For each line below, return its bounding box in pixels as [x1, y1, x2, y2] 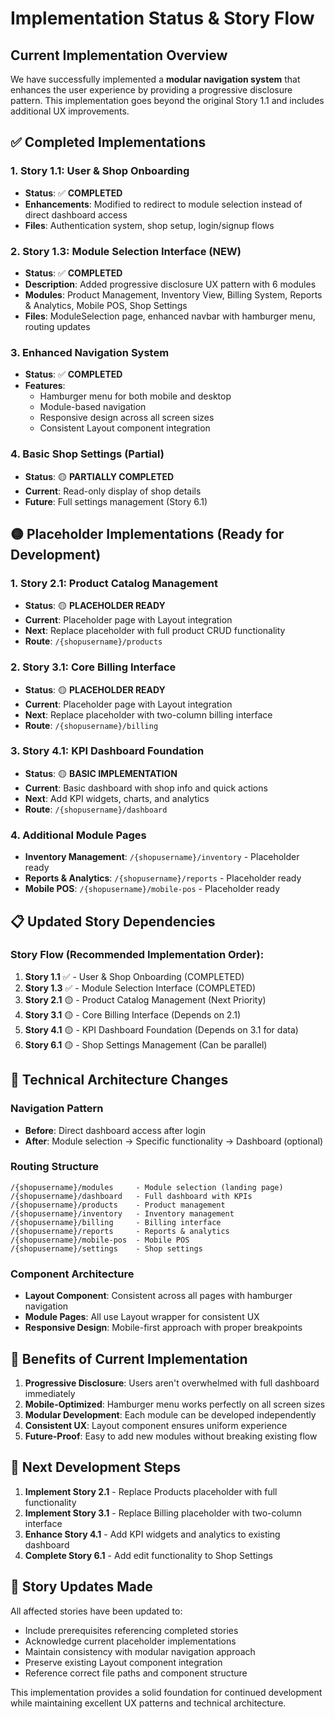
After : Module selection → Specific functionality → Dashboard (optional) [24, 1135, 324, 1147]
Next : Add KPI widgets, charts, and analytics [24, 792, 210, 804]
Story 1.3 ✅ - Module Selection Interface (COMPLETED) [24, 982, 257, 994]
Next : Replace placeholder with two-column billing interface [24, 708, 273, 721]
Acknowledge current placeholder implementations [24, 1635, 237, 1647]
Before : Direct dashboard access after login [24, 1124, 206, 1136]
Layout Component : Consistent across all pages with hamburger [24, 1290, 293, 1302]
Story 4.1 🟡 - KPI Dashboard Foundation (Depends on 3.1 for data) [24, 1023, 299, 1036]
